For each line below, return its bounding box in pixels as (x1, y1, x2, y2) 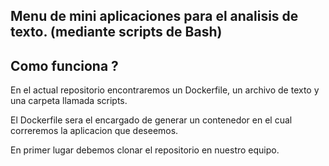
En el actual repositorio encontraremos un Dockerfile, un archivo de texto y (10, 84, 320, 96)
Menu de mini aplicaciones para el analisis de (10, 8, 299, 25)
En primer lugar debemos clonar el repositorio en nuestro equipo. (10, 144, 280, 156)
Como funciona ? (10, 57, 119, 74)
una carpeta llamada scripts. (10, 95, 128, 107)
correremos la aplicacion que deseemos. (10, 125, 179, 137)
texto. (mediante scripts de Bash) (10, 24, 223, 41)
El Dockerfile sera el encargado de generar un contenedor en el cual (10, 114, 293, 126)
